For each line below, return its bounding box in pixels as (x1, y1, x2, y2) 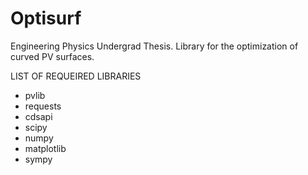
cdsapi (24, 110, 53, 122)
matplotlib (24, 142, 67, 154)
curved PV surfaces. (10, 50, 95, 62)
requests (24, 100, 62, 112)
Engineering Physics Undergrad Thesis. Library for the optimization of (10, 40, 299, 52)
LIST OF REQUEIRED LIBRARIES (10, 70, 142, 82)
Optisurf (10, 7, 82, 30)
